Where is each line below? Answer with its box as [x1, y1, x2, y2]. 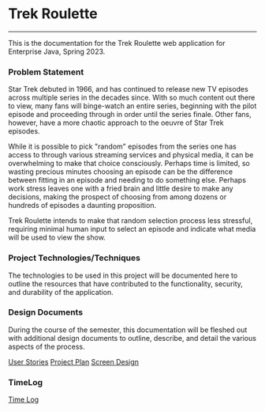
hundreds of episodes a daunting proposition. [8, 201, 156, 210]
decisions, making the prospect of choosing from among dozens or [8, 192, 227, 202]
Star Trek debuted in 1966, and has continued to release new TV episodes [8, 85, 248, 94]
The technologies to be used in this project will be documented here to [8, 270, 238, 280]
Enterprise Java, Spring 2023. [8, 47, 106, 56]
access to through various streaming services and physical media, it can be [8, 150, 254, 160]
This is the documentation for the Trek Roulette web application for [8, 38, 226, 47]
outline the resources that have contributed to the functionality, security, [8, 278, 243, 289]
